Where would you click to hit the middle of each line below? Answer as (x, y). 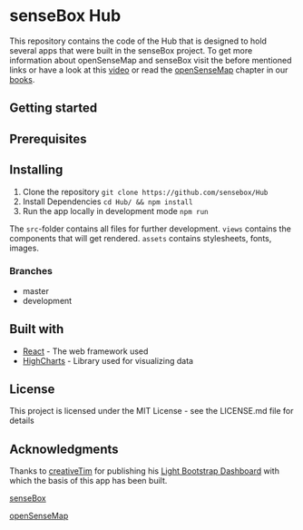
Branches (31, 271)
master (36, 290)
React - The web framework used (85, 351)
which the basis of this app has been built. (88, 481)
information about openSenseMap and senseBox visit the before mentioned (151, 60)
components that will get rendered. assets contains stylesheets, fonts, (141, 238)
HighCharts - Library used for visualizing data (108, 360)
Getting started (54, 108)
